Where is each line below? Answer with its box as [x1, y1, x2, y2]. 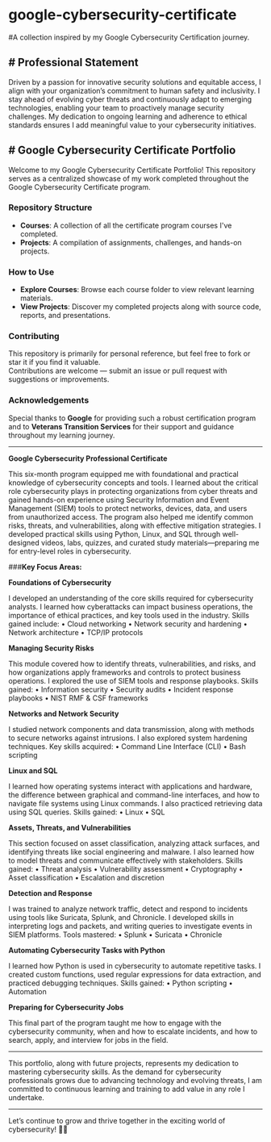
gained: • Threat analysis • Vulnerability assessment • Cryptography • [8, 864, 244, 873]
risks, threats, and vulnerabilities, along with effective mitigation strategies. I [8, 521, 261, 530]
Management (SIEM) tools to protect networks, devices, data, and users [8, 503, 248, 513]
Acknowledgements [8, 395, 90, 406]
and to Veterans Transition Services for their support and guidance [8, 421, 235, 431]
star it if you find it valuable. [8, 358, 101, 367]
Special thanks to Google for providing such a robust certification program [8, 413, 256, 423]
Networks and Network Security [8, 709, 119, 718]
